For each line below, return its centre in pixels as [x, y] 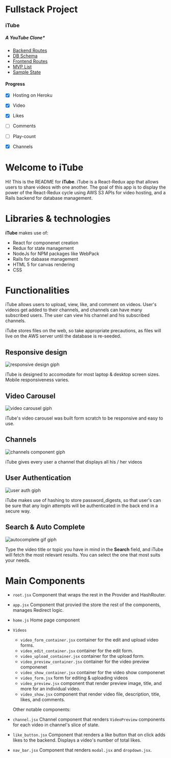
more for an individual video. [50, 689]
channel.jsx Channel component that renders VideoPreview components [89, 720]
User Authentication [38, 478]
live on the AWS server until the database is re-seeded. [63, 336]
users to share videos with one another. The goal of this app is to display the [86, 187]
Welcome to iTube [44, 167]
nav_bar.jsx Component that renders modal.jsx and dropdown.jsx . [82, 750]
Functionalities [38, 290]
